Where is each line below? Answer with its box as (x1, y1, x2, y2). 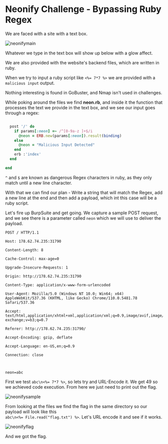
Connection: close (5, 352, 43, 358)
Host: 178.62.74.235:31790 (5, 239, 61, 244)
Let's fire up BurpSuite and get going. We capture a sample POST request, (5, 210, 158, 216)
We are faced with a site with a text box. (5, 30, 87, 36)
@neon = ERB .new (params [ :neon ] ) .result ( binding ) (18, 133, 122, 138)
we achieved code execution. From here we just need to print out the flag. (5, 384, 157, 390)
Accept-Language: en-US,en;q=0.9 (5, 344, 75, 349)
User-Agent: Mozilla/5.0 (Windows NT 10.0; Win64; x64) (5, 291, 124, 296)
